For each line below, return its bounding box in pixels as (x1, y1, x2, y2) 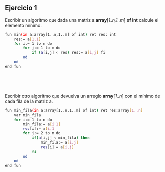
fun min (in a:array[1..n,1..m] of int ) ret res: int (5, 32, 116, 37)
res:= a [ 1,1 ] (14, 37, 41, 42)
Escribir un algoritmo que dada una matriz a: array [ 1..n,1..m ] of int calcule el (5, 17, 159, 23)
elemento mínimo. (5, 22, 42, 28)
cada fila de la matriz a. (5, 98, 53, 104)
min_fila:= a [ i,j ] (40, 140, 79, 145)
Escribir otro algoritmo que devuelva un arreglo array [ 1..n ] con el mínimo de (5, 93, 160, 99)
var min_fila (14, 112, 41, 118)
